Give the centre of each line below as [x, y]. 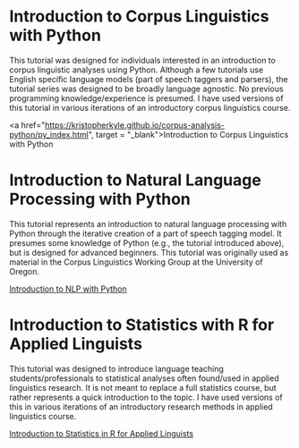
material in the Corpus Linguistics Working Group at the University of [137, 262]
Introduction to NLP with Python [68, 289]
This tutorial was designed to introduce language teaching [116, 368]
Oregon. [25, 271]
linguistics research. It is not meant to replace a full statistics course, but [143, 387]
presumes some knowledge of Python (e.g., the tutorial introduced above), [147, 242]
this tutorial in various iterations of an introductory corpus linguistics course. [150, 107]
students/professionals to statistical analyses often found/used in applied [144, 378]
